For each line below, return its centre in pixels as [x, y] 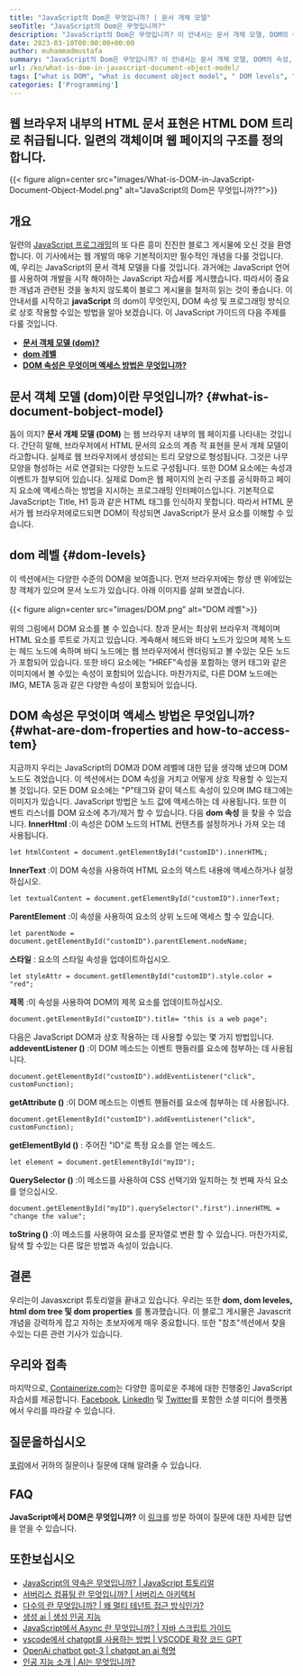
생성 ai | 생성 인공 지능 [62, 1616]
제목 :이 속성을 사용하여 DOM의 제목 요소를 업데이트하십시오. [116, 1002]
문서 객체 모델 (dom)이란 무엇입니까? [106, 396]
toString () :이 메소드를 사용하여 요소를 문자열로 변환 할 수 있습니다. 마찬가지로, [149, 1234]
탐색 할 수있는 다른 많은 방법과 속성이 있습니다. [91, 1245]
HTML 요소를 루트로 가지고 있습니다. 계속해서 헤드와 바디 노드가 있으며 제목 [142, 639]
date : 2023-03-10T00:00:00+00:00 [72, 43]
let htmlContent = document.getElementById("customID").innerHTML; [139, 852]
